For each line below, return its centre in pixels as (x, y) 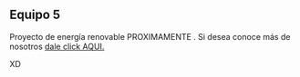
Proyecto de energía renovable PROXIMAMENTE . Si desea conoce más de (150, 36)
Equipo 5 (35, 15)
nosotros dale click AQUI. (57, 46)
